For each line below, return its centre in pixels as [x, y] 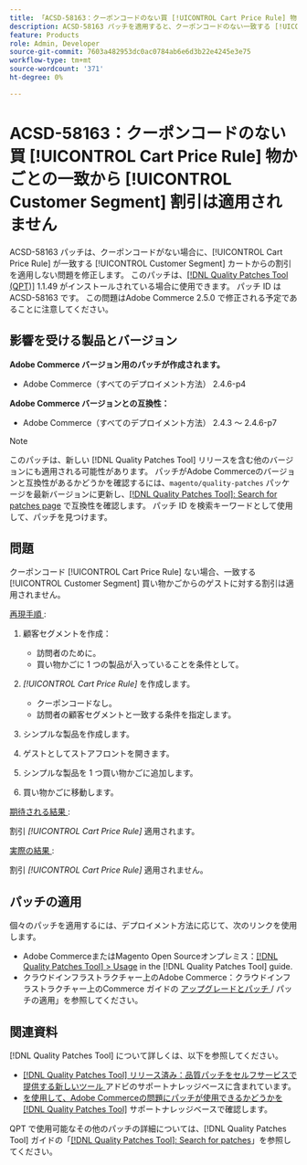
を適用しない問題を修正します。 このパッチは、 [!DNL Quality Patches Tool [149, 274]
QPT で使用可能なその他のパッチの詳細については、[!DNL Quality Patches [148, 1128]
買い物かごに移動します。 [70, 792]
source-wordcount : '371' [57, 69]
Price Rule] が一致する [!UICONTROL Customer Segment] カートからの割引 [151, 263]
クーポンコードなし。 [76, 704]
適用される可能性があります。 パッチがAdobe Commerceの [152, 471]
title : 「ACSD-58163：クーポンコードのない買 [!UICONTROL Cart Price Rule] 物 [153, 18]
